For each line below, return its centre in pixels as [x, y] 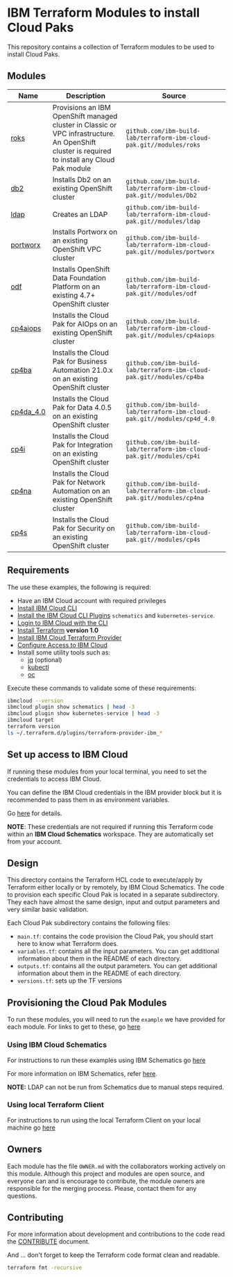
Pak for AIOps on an [85, 323]
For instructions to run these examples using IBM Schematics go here [106, 1060]
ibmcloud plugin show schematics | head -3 [71, 707]
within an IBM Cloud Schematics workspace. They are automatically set [110, 834]
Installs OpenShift [81, 269]
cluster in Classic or [85, 125]
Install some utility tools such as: [64, 652]
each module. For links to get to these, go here [74, 1027]
